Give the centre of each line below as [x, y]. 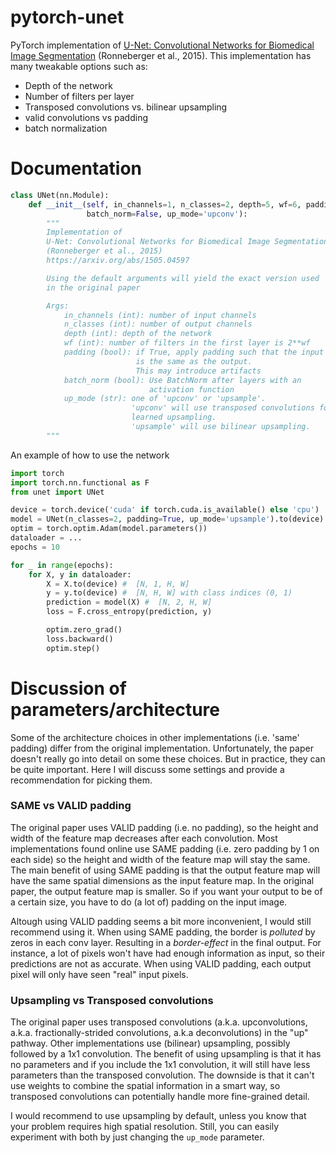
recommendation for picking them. [81, 780]
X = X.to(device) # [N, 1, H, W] [118, 584]
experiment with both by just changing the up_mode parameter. [137, 1137]
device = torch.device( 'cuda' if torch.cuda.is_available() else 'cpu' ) [165, 510]
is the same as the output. [194, 361]
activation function [191, 389]
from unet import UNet [57, 492]
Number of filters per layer [79, 96]
